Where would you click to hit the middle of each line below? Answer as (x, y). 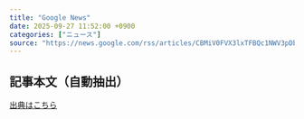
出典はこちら (33, 105)
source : (24, 43)
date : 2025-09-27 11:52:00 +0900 (72, 26)
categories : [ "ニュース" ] (55, 34)
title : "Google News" (50, 18)
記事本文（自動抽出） (69, 82)
